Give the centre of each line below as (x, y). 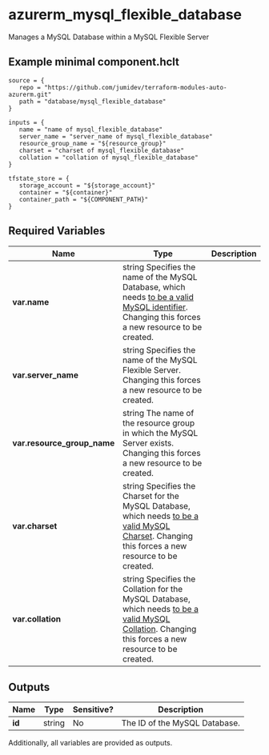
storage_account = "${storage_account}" (87, 186)
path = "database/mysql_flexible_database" (92, 102)
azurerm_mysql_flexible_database (125, 15)
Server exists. (149, 443)
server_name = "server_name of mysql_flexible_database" (116, 136)
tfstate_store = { (39, 178)
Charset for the (151, 496)
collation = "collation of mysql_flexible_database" (108, 158)
